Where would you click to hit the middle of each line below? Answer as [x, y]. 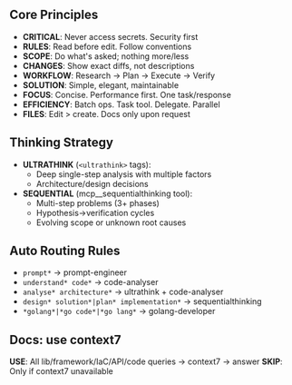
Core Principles [54, 15]
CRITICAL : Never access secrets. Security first [110, 36]
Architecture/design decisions [92, 183]
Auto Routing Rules [65, 251]
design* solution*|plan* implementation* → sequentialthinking [142, 301]
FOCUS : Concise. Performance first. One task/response [127, 94]
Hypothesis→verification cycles [95, 212]
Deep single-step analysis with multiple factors [124, 174]
